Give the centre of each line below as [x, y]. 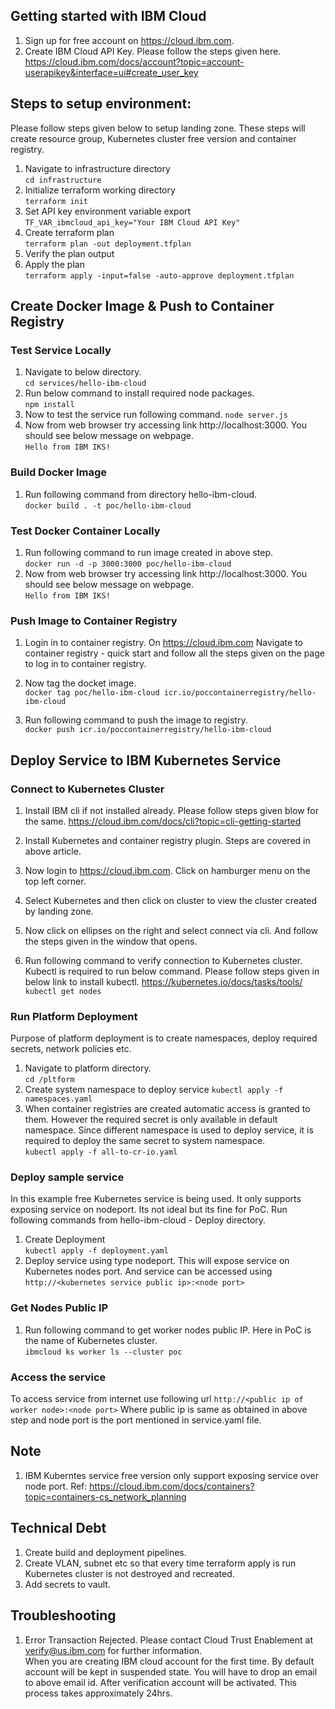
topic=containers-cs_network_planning [105, 1496]
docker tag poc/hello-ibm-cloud [92, 693]
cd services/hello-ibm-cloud [85, 384]
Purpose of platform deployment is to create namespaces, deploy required [164, 1038]
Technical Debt [58, 1528]
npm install [49, 405]
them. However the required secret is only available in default [151, 1120]
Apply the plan [54, 264]
